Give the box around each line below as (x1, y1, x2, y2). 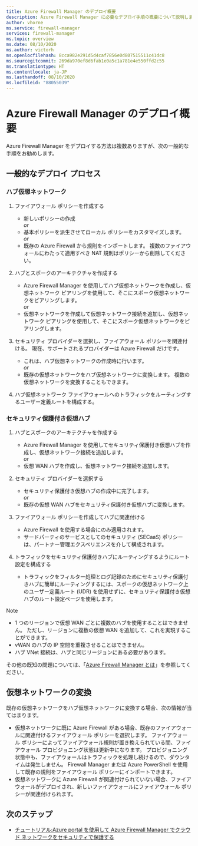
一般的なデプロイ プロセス (6, 168, 101, 179)
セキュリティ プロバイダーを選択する (14, 475, 104, 482)
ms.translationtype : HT (6, 63, 65, 70)
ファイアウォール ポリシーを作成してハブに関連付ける (14, 513, 146, 520)
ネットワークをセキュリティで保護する (21, 833, 114, 840)
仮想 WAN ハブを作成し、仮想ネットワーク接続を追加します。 (23, 462, 173, 469)
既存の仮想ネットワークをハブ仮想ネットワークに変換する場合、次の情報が (6, 704, 187, 711)
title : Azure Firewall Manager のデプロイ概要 (6, 8, 117, 15)
